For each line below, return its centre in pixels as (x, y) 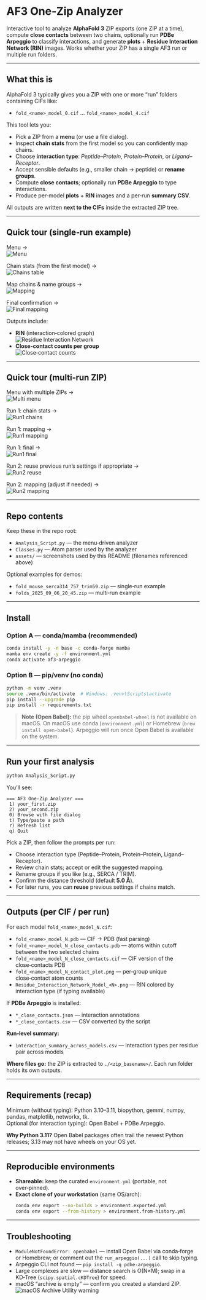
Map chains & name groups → (44, 284)
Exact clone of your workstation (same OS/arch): (78, 1194)
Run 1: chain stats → (32, 411)
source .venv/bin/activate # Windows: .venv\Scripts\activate (89, 694)
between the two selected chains (57, 951)
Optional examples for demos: (44, 574)
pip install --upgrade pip (41, 699)
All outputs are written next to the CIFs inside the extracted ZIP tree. (93, 207)
